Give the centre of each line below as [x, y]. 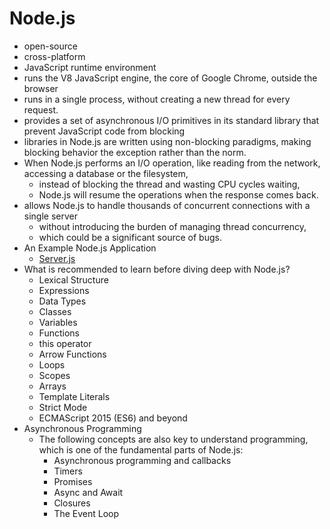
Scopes [54, 375]
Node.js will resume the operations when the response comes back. [178, 194]
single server [50, 216]
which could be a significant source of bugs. [130, 237]
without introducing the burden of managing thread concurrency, [172, 226]
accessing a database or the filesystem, [106, 173]
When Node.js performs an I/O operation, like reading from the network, [172, 163]
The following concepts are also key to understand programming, [173, 439]
